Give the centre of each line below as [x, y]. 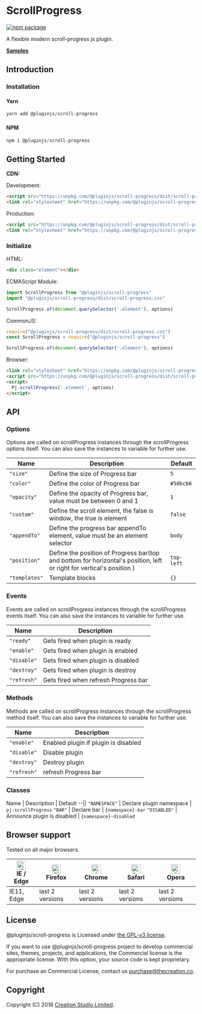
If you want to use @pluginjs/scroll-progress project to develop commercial [100, 946]
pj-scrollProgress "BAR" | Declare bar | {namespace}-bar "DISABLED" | [92, 810]
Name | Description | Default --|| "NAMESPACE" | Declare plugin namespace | [99, 803]
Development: [23, 185]
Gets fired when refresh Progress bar [96, 680]
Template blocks [72, 578]
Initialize [19, 246]
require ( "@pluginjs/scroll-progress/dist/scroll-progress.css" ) [88, 332]
